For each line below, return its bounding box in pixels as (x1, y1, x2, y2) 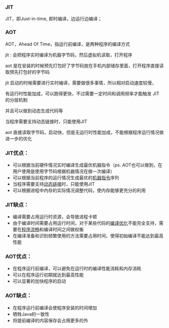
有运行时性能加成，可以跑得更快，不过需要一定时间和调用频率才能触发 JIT (5, 90, 159, 96)
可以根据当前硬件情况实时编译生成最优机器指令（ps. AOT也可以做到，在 (12, 161, 163, 168)
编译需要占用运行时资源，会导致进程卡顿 (12, 214, 97, 220)
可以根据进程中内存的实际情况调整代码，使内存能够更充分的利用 (12, 187, 146, 193)
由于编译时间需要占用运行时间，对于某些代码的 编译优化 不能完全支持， (12, 220, 159, 226)
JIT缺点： (5, 201, 29, 208)
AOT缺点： (5, 292, 32, 299)
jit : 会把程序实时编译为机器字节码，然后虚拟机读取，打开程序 (5, 52, 133, 58)
